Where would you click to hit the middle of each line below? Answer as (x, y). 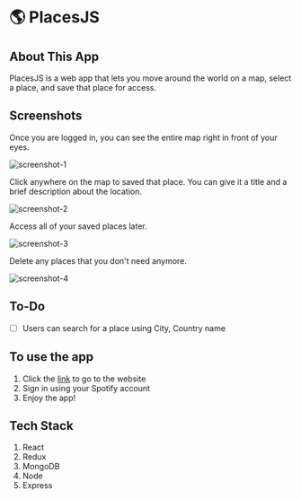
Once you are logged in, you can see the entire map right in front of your (143, 137)
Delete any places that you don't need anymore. (98, 260)
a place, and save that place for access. (83, 88)
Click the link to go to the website (84, 379)
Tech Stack (41, 426)
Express (37, 486)
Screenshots (46, 116)
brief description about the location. (75, 191)
